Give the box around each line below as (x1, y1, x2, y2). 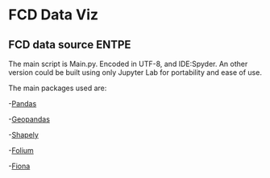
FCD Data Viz (8, 6, 99, 24)
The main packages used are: (8, 83, 107, 93)
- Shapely (8, 130, 39, 139)
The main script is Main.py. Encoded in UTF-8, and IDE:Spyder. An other (8, 59, 248, 68)
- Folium (8, 146, 34, 155)
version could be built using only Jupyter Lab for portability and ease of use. (8, 68, 262, 77)
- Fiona (8, 161, 31, 171)
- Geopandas (8, 114, 51, 124)
